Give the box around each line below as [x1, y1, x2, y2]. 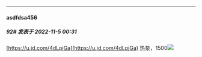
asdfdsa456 [6, 14, 38, 21]
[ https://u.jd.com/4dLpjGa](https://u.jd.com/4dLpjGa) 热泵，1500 [6, 44, 168, 51]
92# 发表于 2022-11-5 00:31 [6, 28, 77, 36]
